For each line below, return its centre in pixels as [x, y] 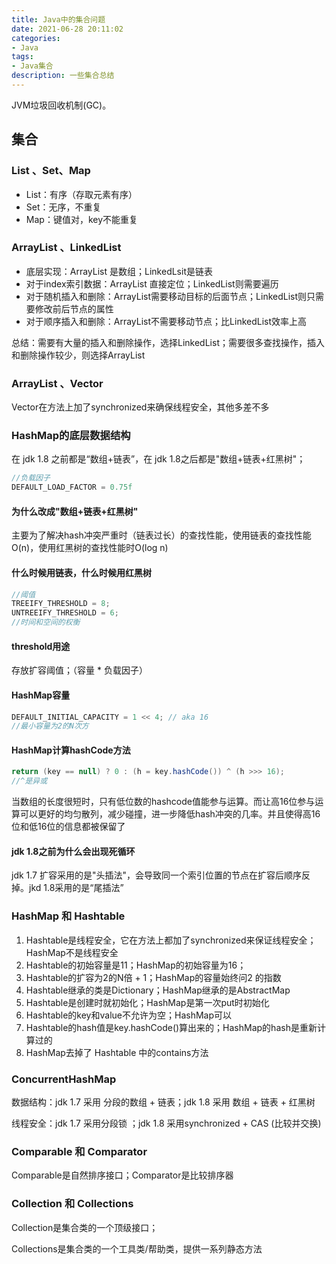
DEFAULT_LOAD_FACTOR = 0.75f [72, 487]
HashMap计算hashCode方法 [71, 750]
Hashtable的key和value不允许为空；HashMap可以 [128, 1015]
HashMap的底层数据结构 [71, 436]
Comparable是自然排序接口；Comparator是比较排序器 [122, 1175]
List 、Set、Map [51, 171]
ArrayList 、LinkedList [66, 248]
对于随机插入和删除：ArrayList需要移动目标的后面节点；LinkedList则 [166, 296]
